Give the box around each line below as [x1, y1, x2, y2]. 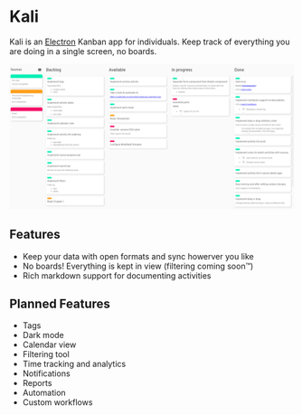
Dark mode [22, 330, 65, 341]
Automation [22, 387, 66, 399]
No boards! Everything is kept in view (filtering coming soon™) [22, 260, 254, 271]
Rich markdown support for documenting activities [22, 269, 212, 281]
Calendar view [22, 339, 77, 350]
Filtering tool [22, 349, 70, 360]
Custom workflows [22, 397, 93, 408]
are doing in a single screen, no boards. [9, 45, 157, 56]
